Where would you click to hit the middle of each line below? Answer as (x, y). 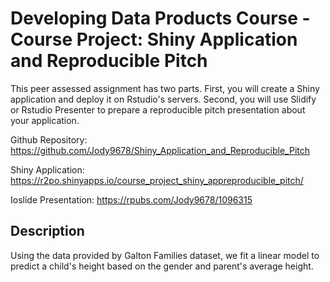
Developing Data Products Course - (160, 18)
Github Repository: (49, 139)
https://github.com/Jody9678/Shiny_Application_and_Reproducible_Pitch (160, 150)
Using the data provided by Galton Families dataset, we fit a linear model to (165, 255)
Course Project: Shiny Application (154, 39)
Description (47, 231)
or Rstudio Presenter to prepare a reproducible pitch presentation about (158, 109)
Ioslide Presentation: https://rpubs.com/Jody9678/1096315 (131, 199)
